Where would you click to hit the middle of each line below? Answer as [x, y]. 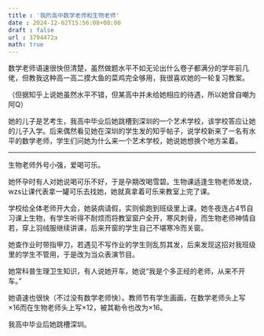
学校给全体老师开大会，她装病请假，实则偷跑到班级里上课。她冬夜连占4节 [128, 209]
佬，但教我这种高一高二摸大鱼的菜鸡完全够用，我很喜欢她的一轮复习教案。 [128, 78]
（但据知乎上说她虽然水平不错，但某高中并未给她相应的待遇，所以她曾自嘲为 [132, 94]
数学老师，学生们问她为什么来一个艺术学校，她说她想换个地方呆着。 [132, 141]
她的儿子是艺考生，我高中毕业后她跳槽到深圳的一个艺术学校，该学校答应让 [128, 121]
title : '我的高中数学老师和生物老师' [64, 15]
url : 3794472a [33, 37]
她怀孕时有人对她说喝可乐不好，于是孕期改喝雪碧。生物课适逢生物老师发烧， [132, 182]
